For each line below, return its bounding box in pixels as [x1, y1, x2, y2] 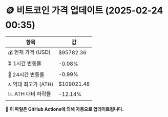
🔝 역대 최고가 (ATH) [8, 81, 54, 88]
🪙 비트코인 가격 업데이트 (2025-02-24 [5, 5, 163, 16]
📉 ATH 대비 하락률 [8, 90, 51, 98]
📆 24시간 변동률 [8, 71, 45, 78]
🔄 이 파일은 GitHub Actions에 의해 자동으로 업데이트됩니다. [5, 106, 124, 112]
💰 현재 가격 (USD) [8, 48, 51, 55]
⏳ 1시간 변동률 [8, 60, 42, 67]
